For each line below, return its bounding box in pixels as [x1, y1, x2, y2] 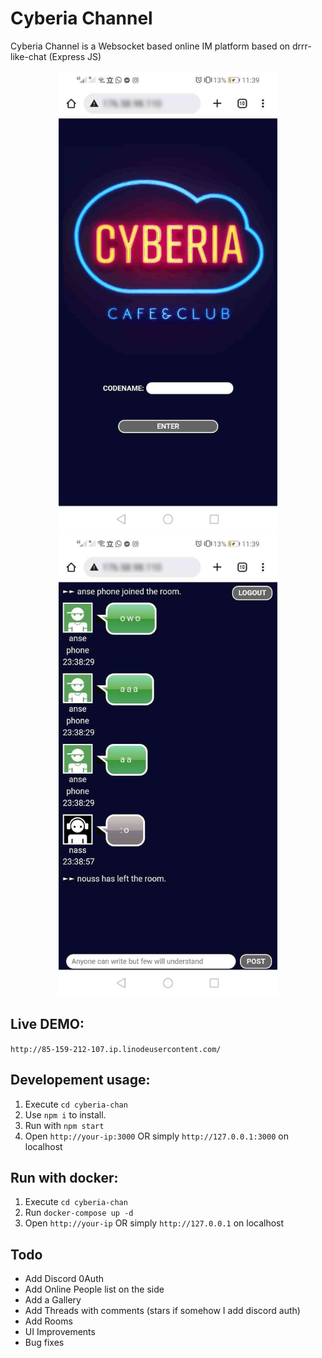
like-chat [10, 50, 47, 62]
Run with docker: [10, 1169, 119, 1186]
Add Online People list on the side [24, 1283, 165, 1296]
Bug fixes [24, 1337, 65, 1349]
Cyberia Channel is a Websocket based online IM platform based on [10, 40, 291, 52]
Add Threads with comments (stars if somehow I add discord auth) [24, 1305, 301, 1317]
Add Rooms [24, 1315, 73, 1327]
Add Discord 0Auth [24, 1273, 104, 1285]
